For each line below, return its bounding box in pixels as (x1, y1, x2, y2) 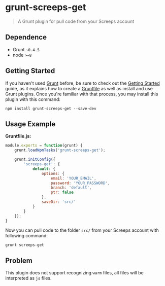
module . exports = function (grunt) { (5, 143, 83, 148)
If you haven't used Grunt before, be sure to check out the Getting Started (5, 80, 160, 86)
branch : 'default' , (50, 185, 92, 190)
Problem (5, 256, 33, 265)
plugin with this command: (5, 96, 61, 102)
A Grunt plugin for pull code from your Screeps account (17, 18, 135, 24)
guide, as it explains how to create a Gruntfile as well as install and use (5, 85, 153, 91)
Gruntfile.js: (5, 133, 31, 139)
